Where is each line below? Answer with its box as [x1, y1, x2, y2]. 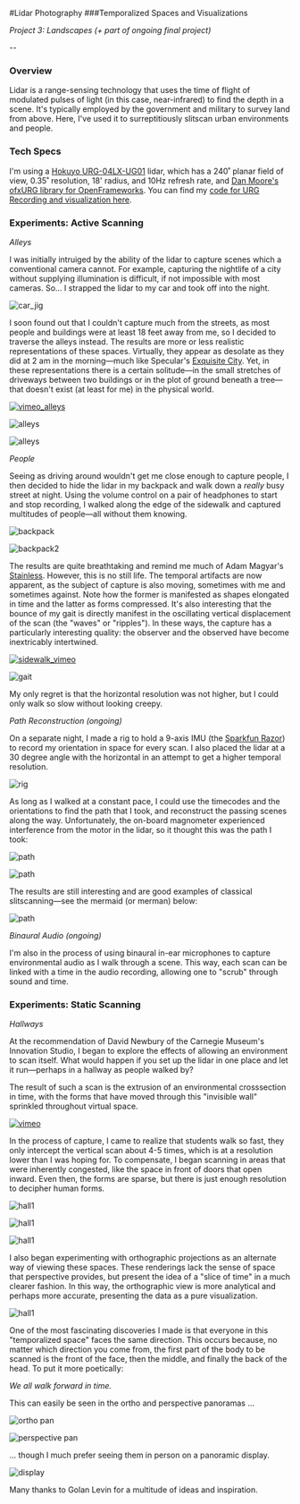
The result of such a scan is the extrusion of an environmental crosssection [9, 1082, 287, 1092]
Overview [9, 64, 53, 77]
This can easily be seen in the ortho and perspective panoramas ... [9, 1398, 255, 1408]
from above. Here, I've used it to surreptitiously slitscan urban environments [9, 114, 289, 124]
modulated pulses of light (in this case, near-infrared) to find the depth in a [9, 94, 284, 106]
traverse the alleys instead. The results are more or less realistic [9, 336, 245, 347]
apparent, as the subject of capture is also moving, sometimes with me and [9, 579, 286, 590]
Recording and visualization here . [9, 194, 132, 205]
